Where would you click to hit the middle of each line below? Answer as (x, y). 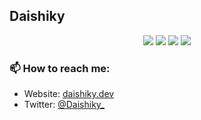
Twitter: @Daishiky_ (64, 105)
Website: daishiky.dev (69, 94)
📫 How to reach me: (60, 68)
